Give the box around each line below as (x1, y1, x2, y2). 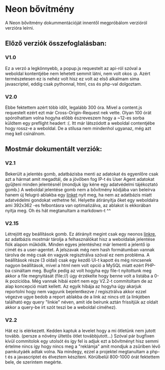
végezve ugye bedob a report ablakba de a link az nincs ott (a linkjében (5, 294, 150, 300)
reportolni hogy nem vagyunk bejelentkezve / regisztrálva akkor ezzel (5, 288, 147, 294)
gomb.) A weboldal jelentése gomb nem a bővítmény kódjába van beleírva (5, 186, 156, 193)
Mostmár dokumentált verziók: (5, 145, 102, 153)
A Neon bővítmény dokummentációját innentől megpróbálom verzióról (5, 20, 148, 26)
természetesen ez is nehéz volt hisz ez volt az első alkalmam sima (5, 75, 139, 82)
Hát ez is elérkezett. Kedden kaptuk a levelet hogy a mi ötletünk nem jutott (5, 328, 156, 334)
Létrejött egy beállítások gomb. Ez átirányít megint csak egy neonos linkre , (5, 231, 157, 237)
